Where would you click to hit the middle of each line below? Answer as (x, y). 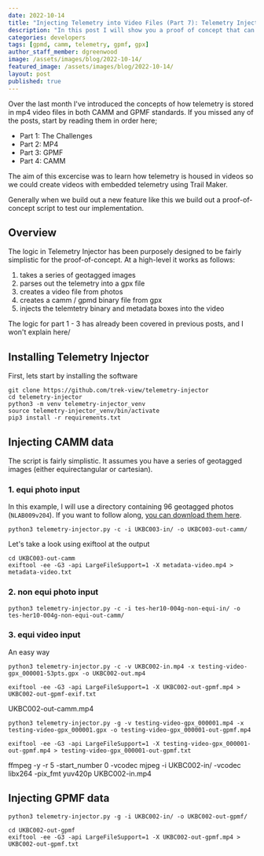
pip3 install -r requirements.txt (65, 418)
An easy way (29, 652)
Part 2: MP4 (39, 144)
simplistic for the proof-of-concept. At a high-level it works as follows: (122, 260)
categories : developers (47, 37)
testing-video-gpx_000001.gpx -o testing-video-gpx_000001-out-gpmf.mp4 (130, 730)
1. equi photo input (44, 489)
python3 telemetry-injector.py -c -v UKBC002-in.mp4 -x (101, 666)
